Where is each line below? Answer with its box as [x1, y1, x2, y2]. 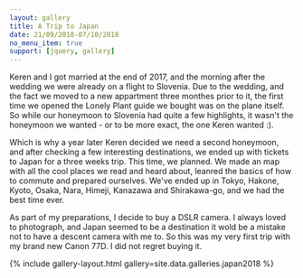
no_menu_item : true [9, 38, 83, 48]
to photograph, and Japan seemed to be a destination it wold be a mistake [9, 222, 287, 233]
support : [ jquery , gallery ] [9, 47, 116, 56]
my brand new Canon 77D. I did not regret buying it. [9, 241, 203, 252]
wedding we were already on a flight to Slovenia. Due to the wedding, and [9, 81, 285, 92]
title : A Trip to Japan [9, 22, 99, 31]
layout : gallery [9, 13, 71, 23]
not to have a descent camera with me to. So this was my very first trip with [9, 231, 291, 242]
